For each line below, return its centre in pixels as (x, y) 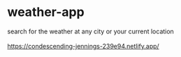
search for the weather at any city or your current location (91, 31)
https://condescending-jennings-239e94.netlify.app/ (83, 46)
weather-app (46, 12)
